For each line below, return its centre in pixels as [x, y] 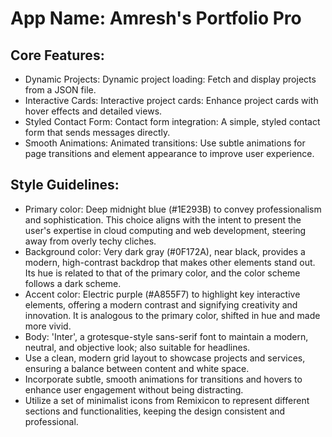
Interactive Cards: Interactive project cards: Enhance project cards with [171, 100]
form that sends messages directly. [97, 132]
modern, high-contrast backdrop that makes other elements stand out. [170, 262]
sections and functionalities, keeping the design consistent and [155, 411]
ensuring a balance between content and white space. [137, 368]
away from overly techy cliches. [90, 241]
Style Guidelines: [65, 185]
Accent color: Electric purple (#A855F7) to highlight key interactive [162, 294]
